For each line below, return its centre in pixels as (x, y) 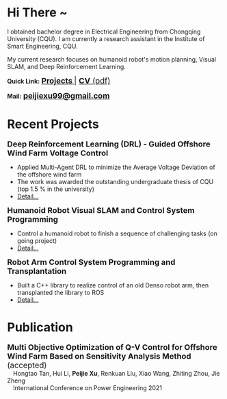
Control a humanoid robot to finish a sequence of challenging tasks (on (117, 233)
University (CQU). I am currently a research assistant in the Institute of (106, 38)
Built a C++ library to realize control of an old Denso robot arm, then (113, 285)
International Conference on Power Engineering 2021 (88, 387)
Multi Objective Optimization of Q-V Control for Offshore (112, 347)
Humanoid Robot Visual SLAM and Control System (101, 210)
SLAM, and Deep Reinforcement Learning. (67, 66)
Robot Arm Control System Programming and (91, 262)
